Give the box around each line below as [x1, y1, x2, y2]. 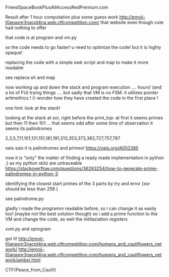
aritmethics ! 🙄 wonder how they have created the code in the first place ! [5, 95, 158, 101]
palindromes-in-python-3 [5, 171, 58, 177]
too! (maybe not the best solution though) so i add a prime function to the [5, 211, 158, 217]
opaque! [5, 50, 23, 55]
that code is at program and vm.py [5, 35, 77, 40]
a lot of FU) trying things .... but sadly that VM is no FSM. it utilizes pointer [5, 90, 159, 95]
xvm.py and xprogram [5, 226, 51, 232]
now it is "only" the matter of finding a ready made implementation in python [5, 155, 164, 161]
